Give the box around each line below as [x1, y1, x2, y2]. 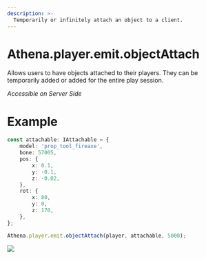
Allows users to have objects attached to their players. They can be [7, 69, 198, 77]
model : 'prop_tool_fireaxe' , [19, 143, 103, 150]
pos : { [19, 156, 39, 163]
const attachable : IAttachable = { [7, 136, 110, 143]
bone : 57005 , [19, 149, 57, 156]
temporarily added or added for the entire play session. [7, 76, 164, 85]
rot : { [19, 187, 39, 195]
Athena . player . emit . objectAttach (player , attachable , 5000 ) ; [7, 232, 187, 239]
